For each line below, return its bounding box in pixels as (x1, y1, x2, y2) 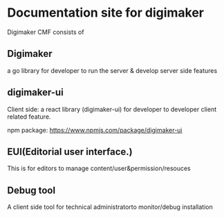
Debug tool (7, 184, 56, 196)
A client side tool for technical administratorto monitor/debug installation (7, 203, 213, 211)
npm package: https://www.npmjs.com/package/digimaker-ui (7, 126, 183, 134)
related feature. (7, 112, 51, 121)
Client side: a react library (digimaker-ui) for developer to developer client (7, 105, 216, 113)
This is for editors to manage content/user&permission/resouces (7, 165, 192, 173)
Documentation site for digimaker (7, 5, 205, 21)
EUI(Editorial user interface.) (7, 146, 133, 158)
